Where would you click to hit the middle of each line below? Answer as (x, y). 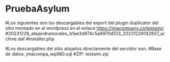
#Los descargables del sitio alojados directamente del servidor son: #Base (83, 48)
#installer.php (40, 39)
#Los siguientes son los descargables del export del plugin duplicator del (82, 23)
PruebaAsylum (37, 9)
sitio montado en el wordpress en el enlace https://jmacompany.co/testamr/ (85, 28)
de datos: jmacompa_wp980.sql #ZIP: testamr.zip (57, 54)
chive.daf (15, 39)
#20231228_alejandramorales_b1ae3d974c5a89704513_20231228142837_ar (85, 33)
